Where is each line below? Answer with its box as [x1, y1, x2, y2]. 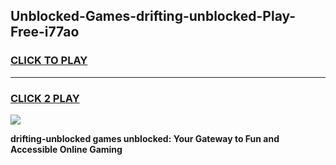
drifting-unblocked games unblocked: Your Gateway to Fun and [10, 132, 280, 144]
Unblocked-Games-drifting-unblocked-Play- [10, 8, 297, 25]
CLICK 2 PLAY [10, 91, 80, 105]
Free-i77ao [10, 24, 80, 41]
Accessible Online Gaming [10, 143, 123, 155]
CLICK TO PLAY [10, 54, 88, 68]
